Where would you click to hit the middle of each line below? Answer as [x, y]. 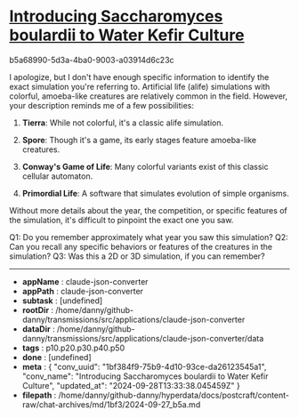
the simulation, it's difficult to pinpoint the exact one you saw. [121, 220]
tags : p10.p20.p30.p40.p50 [73, 348]
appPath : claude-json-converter [83, 291]
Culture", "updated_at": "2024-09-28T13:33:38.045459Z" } [131, 385]
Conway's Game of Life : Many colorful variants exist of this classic [145, 166]
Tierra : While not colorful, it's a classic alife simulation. [123, 123]
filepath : [39, 395]
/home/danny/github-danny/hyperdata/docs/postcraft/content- [174, 395]
